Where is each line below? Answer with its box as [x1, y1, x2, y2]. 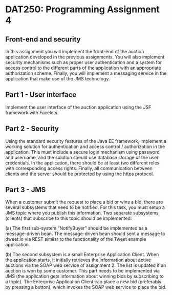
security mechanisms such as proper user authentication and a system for [5, 59, 162, 65]
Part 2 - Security [5, 124, 59, 133]
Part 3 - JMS [5, 185, 46, 194]
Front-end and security [5, 35, 81, 44]
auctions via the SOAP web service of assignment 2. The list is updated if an [5, 262, 166, 268]
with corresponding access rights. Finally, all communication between [5, 165, 153, 171]
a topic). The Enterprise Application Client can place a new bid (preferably [5, 279, 162, 285]
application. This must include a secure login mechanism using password [5, 149, 160, 155]
